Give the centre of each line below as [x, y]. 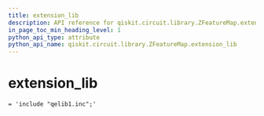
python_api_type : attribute [54, 37]
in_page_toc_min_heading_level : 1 [65, 30]
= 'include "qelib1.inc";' [52, 104]
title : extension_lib [44, 15]
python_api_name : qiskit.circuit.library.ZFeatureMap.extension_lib [123, 45]
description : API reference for [61, 23]
